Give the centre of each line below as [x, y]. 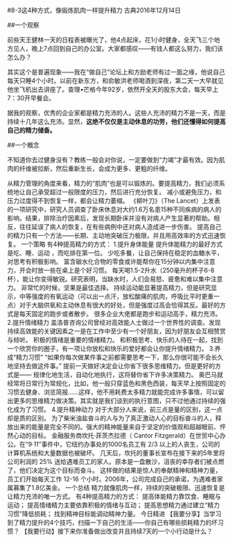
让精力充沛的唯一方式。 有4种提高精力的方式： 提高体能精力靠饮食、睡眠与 [114, 496]
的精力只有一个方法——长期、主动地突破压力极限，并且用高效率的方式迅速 [113, 236]
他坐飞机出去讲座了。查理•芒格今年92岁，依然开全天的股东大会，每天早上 [113, 89]
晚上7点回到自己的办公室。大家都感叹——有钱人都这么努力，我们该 [127, 48]
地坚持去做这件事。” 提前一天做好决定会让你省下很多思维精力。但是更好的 [111, 366]
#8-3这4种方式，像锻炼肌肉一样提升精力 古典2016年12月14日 [94, 10]
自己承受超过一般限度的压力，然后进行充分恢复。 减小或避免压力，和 [123, 192]
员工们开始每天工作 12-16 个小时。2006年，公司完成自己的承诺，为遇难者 [112, 479]
